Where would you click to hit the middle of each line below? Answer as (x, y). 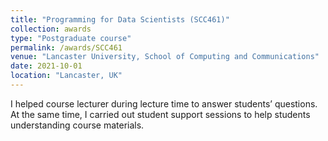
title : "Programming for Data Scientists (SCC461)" (120, 19)
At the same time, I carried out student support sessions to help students (160, 114)
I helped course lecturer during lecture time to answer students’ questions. (164, 103)
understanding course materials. (77, 125)
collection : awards (51, 29)
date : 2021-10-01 (46, 66)
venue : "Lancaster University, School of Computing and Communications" (165, 57)
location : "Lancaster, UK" (66, 76)
